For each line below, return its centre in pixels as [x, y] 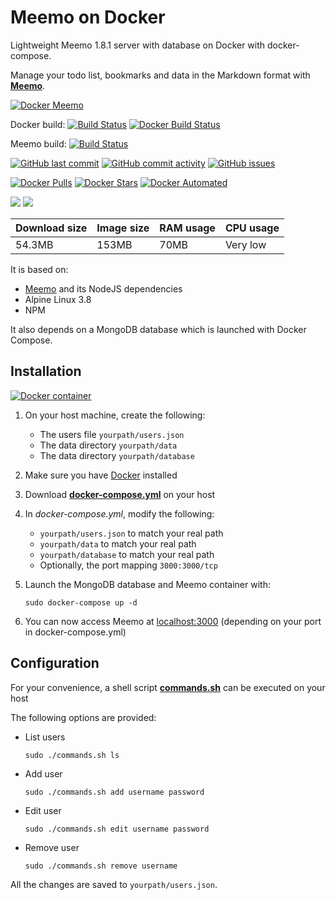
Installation [46, 371]
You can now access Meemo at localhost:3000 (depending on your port [173, 621]
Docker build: [38, 124]
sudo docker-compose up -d [81, 602]
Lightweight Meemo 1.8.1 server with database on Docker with [138, 45]
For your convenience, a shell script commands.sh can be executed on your [168, 687]
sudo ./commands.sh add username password [114, 792]
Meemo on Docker [88, 17]
